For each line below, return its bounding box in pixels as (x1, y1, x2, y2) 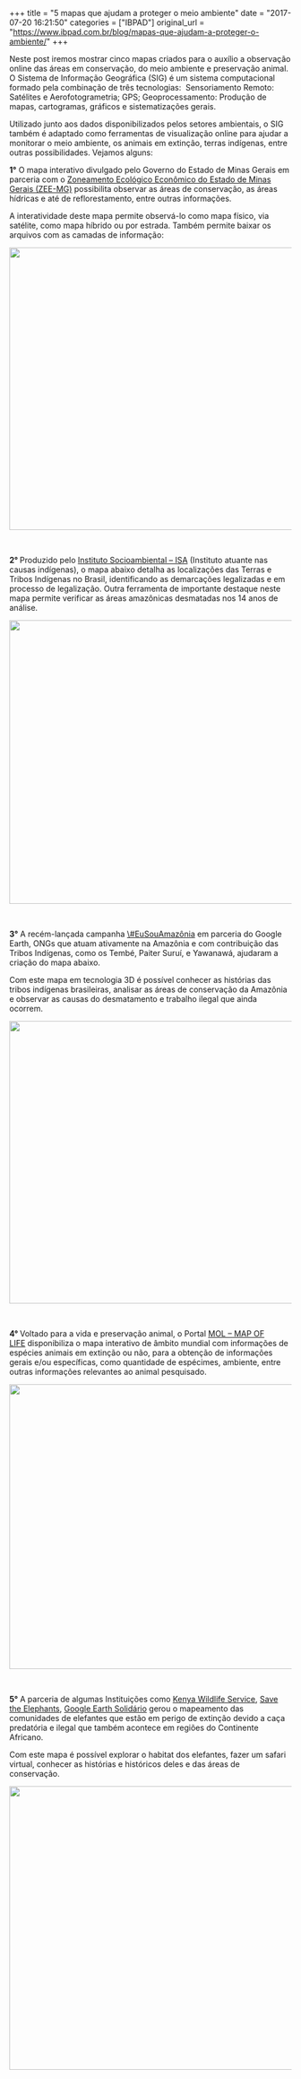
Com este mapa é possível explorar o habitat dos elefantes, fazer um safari (9, 1749, 287, 1760)
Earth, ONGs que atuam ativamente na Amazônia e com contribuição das (9, 938, 279, 949)
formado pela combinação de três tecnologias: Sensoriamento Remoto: (9, 83, 275, 92)
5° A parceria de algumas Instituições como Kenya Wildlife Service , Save (9, 1694, 279, 1704)
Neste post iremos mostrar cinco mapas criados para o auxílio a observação (9, 54, 291, 64)
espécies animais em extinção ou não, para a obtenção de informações (9, 1347, 273, 1358)
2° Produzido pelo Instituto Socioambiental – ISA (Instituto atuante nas (9, 555, 269, 565)
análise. (9, 603, 39, 613)
